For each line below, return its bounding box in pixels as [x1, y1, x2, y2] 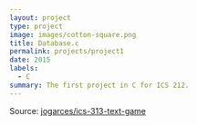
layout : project [9, 13, 71, 23]
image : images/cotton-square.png [9, 30, 137, 39]
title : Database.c [9, 38, 79, 48]
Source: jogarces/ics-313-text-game [9, 105, 147, 116]
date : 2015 [9, 55, 51, 64]
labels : [9, 64, 39, 73]
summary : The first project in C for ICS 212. [9, 81, 190, 90]
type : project [9, 22, 64, 31]
